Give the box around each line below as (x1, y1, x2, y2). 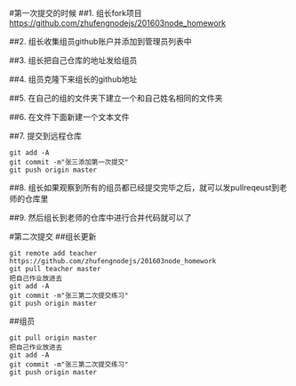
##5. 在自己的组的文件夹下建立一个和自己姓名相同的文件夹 (9, 92, 223, 103)
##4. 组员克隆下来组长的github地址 (9, 74, 138, 84)
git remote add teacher (9, 249, 98, 258)
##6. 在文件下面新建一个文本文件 (9, 112, 130, 122)
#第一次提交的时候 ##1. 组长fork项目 (9, 8, 142, 18)
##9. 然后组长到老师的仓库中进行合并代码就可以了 (9, 213, 193, 222)
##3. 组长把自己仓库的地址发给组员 (9, 55, 138, 65)
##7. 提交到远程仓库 (9, 131, 82, 141)
